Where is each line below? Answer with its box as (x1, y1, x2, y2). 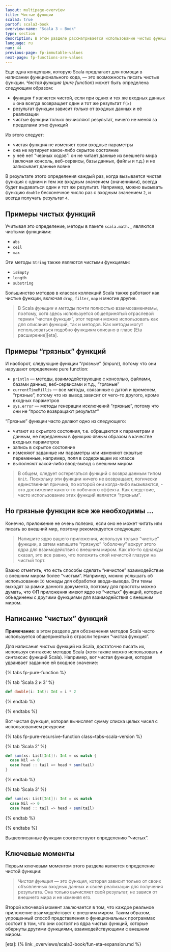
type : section (5, 31, 36, 36)
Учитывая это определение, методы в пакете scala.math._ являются (5, 223, 154, 229)
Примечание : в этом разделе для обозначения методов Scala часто (5, 628, 155, 634)
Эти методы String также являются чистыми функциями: (5, 259, 130, 266)
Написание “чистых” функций (5, 615, 108, 623)
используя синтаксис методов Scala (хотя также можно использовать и (5, 648, 163, 655)
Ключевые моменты (5, 850, 75, 858)
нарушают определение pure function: (5, 366, 89, 372)
